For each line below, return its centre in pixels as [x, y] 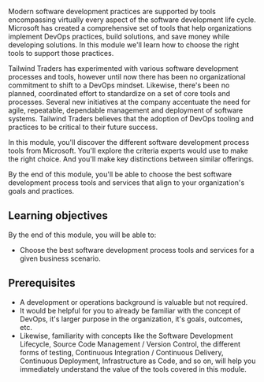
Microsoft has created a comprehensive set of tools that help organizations [130, 28]
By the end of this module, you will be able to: [82, 235]
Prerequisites [42, 283]
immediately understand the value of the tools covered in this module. [133, 369]
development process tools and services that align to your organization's [126, 183]
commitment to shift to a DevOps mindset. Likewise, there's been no [119, 85]
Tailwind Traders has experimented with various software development [123, 69]
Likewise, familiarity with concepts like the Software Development [126, 336]
